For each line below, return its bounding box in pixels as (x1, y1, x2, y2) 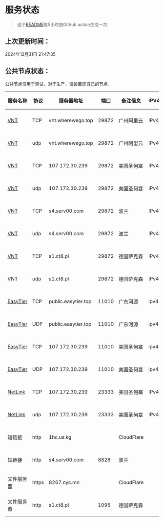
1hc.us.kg (48, 433, 72, 440)
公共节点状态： (5, 67, 50, 75)
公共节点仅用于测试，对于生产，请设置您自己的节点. (5, 81, 109, 87)
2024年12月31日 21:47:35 (5, 51, 56, 57)
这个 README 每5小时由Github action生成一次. (17, 22, 109, 27)
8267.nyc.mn (48, 479, 80, 486)
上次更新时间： (5, 37, 50, 45)
